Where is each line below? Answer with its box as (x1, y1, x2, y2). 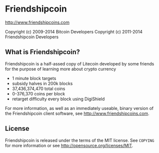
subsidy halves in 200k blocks (12, 80, 73, 86)
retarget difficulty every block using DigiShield (12, 96, 105, 102)
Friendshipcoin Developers (5, 34, 59, 40)
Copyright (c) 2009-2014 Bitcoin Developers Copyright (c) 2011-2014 (5, 29, 143, 34)
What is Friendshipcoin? (5, 48, 80, 56)
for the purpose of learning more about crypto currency (5, 66, 116, 72)
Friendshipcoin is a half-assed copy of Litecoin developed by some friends (5, 61, 154, 66)
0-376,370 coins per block (12, 91, 65, 96)
